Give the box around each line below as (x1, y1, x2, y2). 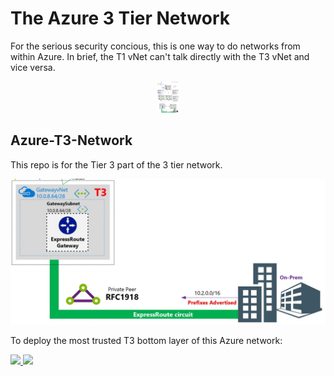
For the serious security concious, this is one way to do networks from (10, 40, 301, 52)
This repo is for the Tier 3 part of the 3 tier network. (10, 158, 223, 171)
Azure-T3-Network (10, 132, 133, 149)
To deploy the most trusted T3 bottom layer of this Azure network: (10, 335, 283, 347)
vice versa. (10, 61, 56, 73)
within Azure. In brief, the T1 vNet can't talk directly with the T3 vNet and (10, 50, 310, 62)
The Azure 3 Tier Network (10, 7, 231, 30)
